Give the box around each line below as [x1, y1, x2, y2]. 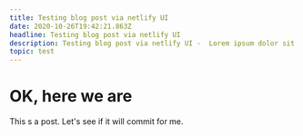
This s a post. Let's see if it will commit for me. [9, 116, 184, 127]
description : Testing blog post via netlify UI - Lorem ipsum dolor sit [9, 38, 296, 48]
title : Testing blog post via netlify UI [9, 13, 169, 23]
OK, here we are [9, 86, 133, 107]
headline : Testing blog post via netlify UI [9, 30, 181, 39]
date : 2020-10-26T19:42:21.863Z [9, 22, 132, 31]
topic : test [9, 47, 55, 56]
